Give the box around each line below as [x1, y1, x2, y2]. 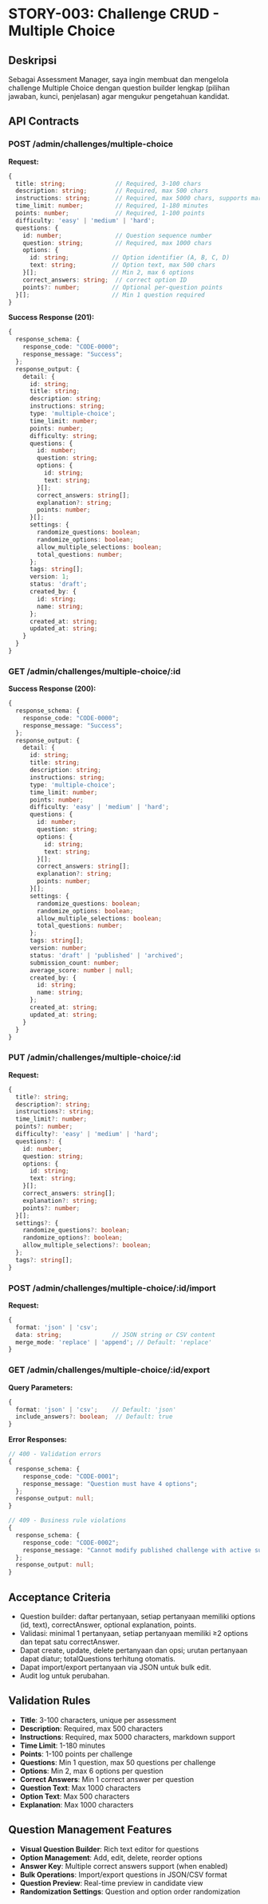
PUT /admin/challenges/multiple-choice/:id [8, 1052, 181, 1063]
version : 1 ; [29, 573, 69, 581]
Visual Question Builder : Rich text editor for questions [19, 1844, 199, 1854]
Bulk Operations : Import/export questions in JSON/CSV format [19, 1870, 227, 1879]
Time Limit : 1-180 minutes [19, 1740, 106, 1750]
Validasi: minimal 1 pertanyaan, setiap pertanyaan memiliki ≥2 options [19, 1628, 249, 1638]
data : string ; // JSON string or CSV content [15, 1330, 216, 1338]
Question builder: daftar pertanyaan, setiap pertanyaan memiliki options [19, 1611, 256, 1621]
